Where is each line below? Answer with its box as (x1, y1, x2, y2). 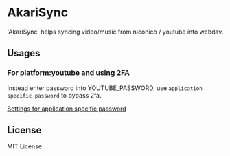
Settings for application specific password (7, 104, 127, 113)
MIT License (7, 142, 43, 151)
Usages (7, 47, 41, 59)
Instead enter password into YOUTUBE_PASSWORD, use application (7, 84, 203, 92)
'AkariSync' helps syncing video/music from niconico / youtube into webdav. (7, 27, 224, 36)
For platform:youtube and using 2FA (7, 68, 130, 78)
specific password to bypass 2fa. (7, 91, 102, 99)
